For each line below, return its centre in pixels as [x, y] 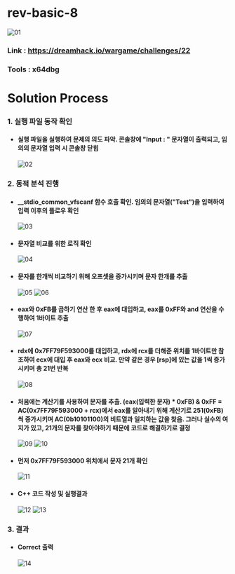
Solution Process [58, 98]
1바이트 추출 [52, 318]
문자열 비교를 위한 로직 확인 [54, 243]
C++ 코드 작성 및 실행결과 [52, 494]
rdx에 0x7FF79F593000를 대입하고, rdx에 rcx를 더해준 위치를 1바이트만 [117, 351]
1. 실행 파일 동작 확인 [40, 121]
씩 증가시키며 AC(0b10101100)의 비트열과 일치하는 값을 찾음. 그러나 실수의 [119, 419]
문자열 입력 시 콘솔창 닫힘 [65, 148]
